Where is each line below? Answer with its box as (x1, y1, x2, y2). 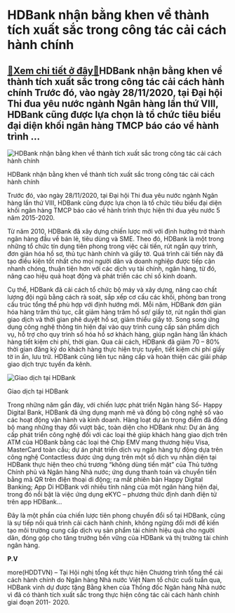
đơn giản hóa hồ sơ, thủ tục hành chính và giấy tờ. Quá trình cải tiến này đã (7, 250, 224, 257)
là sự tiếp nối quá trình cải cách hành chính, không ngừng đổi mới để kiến (7, 519, 220, 527)
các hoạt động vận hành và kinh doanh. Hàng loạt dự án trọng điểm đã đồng (7, 416, 228, 424)
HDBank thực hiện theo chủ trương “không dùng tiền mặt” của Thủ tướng (7, 460, 218, 469)
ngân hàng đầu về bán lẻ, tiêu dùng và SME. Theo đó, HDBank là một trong (7, 235, 224, 243)
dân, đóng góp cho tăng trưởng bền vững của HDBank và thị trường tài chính (7, 534, 229, 541)
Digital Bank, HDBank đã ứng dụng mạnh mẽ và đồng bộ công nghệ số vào (7, 408, 224, 417)
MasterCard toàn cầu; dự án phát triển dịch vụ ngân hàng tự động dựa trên (7, 445, 223, 454)
